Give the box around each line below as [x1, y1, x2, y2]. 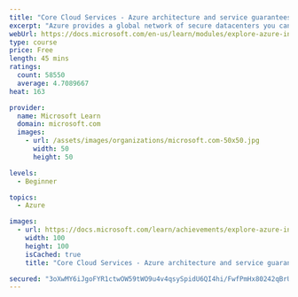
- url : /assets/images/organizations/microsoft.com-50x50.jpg [25, 137, 260, 145]
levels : [9, 168, 38, 177]
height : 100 [25, 241, 69, 251]
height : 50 [32, 152, 74, 161]
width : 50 [32, 145, 69, 153]
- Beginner [17, 176, 58, 186]
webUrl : [9, 29, 38, 38]
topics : [9, 192, 38, 202]
